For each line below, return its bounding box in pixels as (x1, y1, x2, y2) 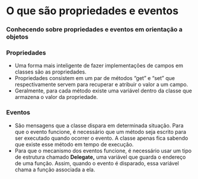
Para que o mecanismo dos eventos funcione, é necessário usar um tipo (14, 147, 191, 154)
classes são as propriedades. (14, 68, 87, 75)
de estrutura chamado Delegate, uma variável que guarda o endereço (14, 153, 186, 161)
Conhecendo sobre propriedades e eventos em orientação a (6, 25, 183, 34)
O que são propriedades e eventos (6, 4, 179, 18)
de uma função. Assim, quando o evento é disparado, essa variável (14, 159, 179, 167)
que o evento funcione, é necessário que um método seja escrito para (14, 128, 187, 135)
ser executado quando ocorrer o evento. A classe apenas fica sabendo (14, 135, 189, 142)
